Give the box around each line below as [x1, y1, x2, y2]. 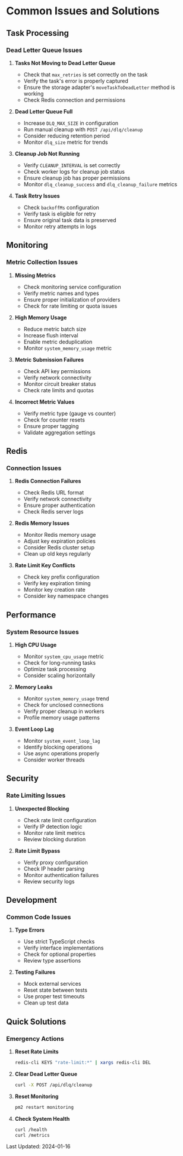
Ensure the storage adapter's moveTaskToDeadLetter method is [23, 84, 175, 91]
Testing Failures [14, 969, 55, 976]
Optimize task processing [23, 665, 86, 672]
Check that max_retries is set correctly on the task [23, 70, 148, 78]
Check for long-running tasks [23, 659, 96, 666]
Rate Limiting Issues [6, 791, 66, 800]
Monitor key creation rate [23, 586, 86, 594]
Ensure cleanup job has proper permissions [23, 174, 131, 182]
